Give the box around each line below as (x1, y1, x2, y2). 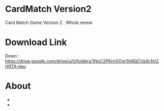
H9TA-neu (5, 63, 26, 69)
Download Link (5, 37, 67, 48)
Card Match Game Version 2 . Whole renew (5, 20, 93, 25)
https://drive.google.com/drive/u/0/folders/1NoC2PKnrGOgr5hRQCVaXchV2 (5, 58, 159, 64)
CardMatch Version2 (5, 3, 92, 15)
